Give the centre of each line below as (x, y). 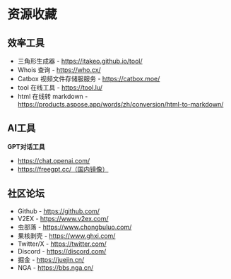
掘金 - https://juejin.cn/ (51, 259)
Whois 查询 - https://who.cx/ (59, 70)
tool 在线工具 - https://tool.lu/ (60, 88)
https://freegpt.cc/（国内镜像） (63, 169)
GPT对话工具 (26, 146)
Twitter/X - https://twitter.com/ (62, 244)
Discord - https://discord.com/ (62, 251)
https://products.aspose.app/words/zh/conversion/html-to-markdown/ (120, 104)
